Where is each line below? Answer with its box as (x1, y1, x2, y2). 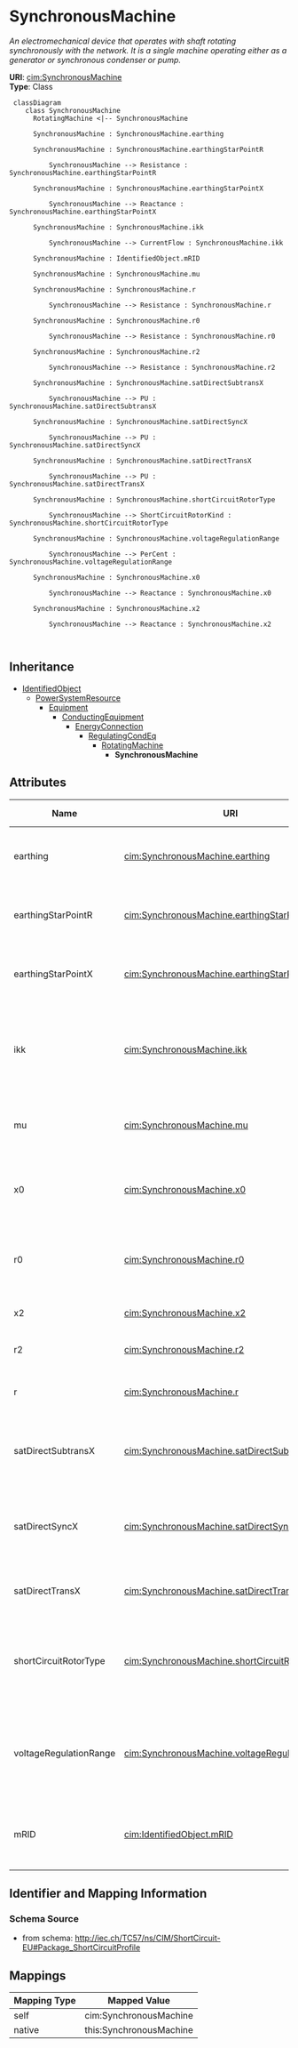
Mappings (9, 1968, 67, 1983)
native (13, 2024, 40, 2036)
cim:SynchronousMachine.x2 (123, 1306, 247, 1319)
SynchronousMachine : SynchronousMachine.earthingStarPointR (32, 145, 264, 154)
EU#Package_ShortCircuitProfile (21, 1942, 141, 1953)
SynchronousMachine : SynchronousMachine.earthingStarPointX (32, 184, 264, 193)
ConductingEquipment (61, 711, 145, 722)
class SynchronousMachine (25, 106, 122, 115)
